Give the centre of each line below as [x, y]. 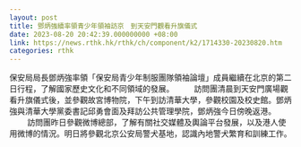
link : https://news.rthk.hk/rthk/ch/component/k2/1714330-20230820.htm [146, 43]
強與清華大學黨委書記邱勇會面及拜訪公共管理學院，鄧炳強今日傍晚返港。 [142, 111]
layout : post [34, 17]
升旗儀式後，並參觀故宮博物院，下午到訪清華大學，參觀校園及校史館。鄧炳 [154, 100]
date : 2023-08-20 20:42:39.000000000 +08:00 [94, 34]
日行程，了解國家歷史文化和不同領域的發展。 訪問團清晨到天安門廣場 [145, 89]
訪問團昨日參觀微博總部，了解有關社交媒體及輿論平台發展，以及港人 [152, 123]
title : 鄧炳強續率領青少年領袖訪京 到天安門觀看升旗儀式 [103, 26]
